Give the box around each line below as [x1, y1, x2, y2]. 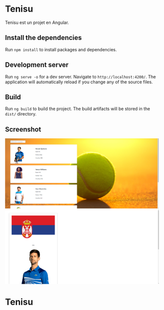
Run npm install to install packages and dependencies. [5, 46, 117, 52]
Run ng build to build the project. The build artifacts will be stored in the [5, 106, 150, 112]
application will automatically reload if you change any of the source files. [5, 79, 153, 85]
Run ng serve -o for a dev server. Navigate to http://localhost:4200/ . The [5, 74, 156, 79]
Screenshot [5, 125, 41, 134]
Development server [5, 61, 69, 69]
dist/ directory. [5, 111, 37, 117]
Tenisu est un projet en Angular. [5, 19, 69, 25]
